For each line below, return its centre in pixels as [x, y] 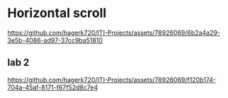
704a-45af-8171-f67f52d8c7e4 [53, 87]
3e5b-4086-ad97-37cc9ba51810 [55, 40]
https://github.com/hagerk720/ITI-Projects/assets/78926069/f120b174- [112, 80]
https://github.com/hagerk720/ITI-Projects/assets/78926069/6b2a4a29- [114, 33]
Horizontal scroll [57, 13]
